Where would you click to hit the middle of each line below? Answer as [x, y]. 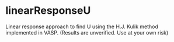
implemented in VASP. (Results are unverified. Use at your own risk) [87, 32]
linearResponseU [48, 11]
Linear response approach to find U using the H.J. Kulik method [82, 26]
